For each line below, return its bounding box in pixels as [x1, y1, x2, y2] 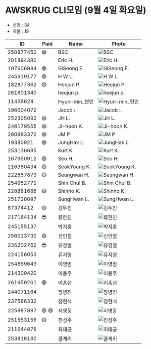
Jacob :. [58, 107, 77, 114]
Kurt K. [58, 147, 74, 154]
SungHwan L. [58, 195, 90, 202]
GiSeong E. [58, 65, 84, 72]
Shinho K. [58, 187, 81, 194]
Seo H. [58, 155, 74, 162]
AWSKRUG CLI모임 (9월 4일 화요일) [5, 4, 147, 16]
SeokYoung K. [58, 163, 91, 170]
